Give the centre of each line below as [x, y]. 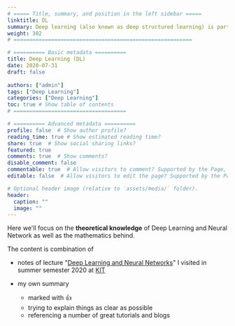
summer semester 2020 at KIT [61, 270]
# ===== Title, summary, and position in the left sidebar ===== [104, 14]
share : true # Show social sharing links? [72, 143]
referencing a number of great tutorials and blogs [99, 315]
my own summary [43, 284]
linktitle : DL [28, 20]
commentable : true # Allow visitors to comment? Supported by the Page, [117, 170]
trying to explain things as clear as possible [90, 308]
